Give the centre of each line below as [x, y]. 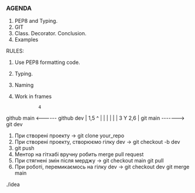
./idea [13, 184]
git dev [14, 124]
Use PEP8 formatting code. [47, 62]
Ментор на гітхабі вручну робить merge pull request [79, 154]
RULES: [15, 51]
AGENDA [19, 8]
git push [24, 148]
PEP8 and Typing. [36, 21]
